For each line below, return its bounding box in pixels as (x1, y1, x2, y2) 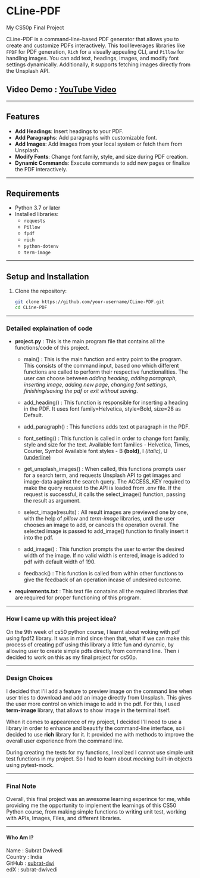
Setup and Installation (6, 272, 89, 282)
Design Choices (6, 674, 53, 682)
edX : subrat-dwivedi (6, 866, 58, 873)
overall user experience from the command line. (6, 737, 124, 744)
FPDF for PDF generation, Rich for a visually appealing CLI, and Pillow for (6, 48, 185, 55)
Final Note (6, 782, 37, 790)
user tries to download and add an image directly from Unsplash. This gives (6, 694, 192, 701)
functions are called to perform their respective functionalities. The (23, 368, 189, 375)
